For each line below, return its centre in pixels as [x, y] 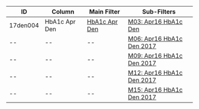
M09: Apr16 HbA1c [155, 56]
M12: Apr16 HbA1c [155, 73]
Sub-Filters [159, 12]
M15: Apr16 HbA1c [155, 90]
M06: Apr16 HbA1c [155, 39]
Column [63, 12]
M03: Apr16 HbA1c [155, 22]
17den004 [24, 25]
